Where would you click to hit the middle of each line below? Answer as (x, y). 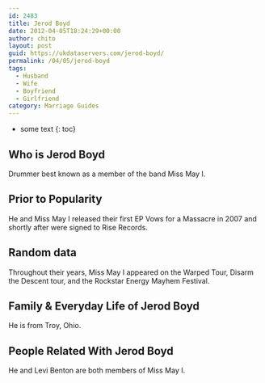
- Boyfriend (36, 91)
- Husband (32, 76)
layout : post (30, 46)
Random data (42, 253)
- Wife (27, 83)
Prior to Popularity (55, 199)
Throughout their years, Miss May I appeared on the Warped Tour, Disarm (131, 272)
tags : (17, 69)
